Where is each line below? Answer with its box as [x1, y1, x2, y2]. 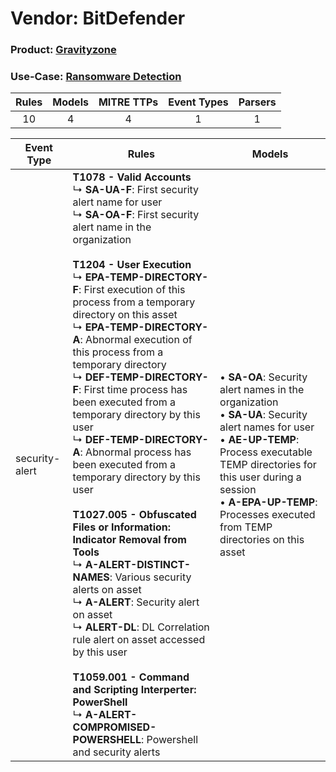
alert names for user [219, 420, 315, 434]
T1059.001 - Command [72, 670, 190, 684]
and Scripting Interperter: [72, 683, 197, 697]
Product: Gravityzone [10, 43, 117, 57]
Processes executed [219, 508, 316, 522]
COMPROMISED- [72, 720, 157, 734]
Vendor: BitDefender [10, 7, 186, 30]
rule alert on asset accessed [72, 633, 206, 647]
